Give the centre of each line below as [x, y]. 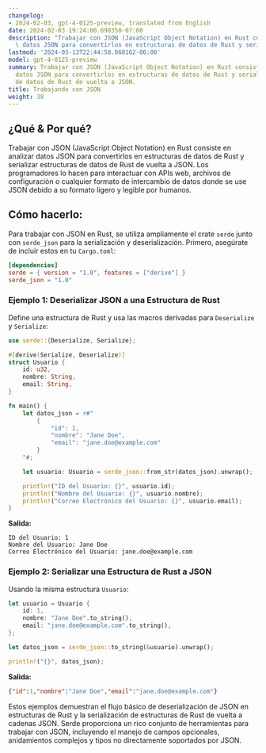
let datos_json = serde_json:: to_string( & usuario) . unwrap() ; [111, 647]
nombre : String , [49, 377]
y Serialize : [28, 326]
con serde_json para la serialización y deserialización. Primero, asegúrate [128, 242]
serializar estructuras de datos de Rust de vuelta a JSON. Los [108, 165]
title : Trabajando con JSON [55, 89]
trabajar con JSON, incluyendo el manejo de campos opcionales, [114, 732]
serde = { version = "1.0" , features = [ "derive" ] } [97, 273]
